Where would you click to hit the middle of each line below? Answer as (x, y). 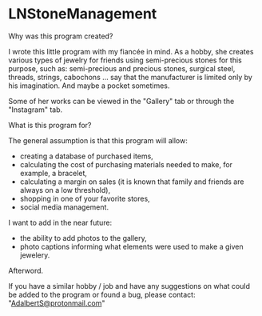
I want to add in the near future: (60, 222)
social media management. (64, 207)
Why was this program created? (61, 36)
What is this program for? (50, 125)
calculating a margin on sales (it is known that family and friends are (132, 182)
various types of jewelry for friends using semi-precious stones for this (125, 60)
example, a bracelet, (54, 173)
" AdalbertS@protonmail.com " (57, 303)
